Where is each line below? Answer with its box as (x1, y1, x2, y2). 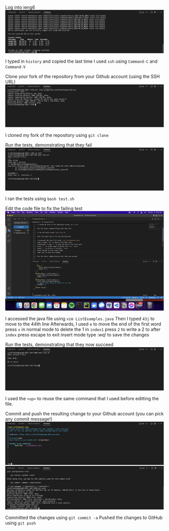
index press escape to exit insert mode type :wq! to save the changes (5, 332, 149, 338)
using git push (5, 520, 36, 526)
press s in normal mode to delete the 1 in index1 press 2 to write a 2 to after (5, 326, 161, 332)
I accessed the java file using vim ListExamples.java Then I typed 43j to (5, 316, 155, 322)
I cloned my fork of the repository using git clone (5, 132, 109, 138)
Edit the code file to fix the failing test (5, 206, 83, 212)
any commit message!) (5, 416, 53, 422)
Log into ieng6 (5, 5, 35, 10)
